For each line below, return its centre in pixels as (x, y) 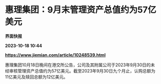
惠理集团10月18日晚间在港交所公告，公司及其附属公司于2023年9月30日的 (78, 65)
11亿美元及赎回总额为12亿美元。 (37, 77)
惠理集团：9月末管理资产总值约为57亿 (80, 10)
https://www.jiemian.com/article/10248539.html (55, 55)
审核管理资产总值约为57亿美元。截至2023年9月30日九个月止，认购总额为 (82, 71)
